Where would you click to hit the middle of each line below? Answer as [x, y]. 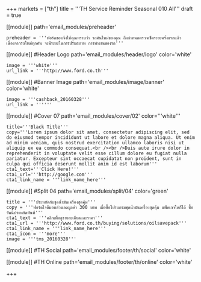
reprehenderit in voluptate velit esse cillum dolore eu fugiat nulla [97, 153]
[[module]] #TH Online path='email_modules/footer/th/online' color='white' [99, 262]
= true [14, 15]
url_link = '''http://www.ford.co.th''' [58, 71]
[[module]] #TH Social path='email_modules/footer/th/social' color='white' [99, 250]
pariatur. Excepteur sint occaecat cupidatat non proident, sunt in [94, 159]
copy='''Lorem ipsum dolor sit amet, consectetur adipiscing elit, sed [98, 132]
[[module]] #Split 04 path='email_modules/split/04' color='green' [87, 191]
